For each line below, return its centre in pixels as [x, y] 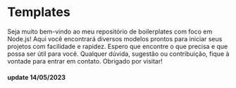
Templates [39, 12]
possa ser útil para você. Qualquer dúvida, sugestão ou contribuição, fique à [118, 54]
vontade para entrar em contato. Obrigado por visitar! [85, 61]
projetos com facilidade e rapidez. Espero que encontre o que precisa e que [118, 46]
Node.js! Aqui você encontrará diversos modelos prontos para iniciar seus [115, 38]
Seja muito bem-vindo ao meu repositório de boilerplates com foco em [110, 31]
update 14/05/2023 [36, 77]
